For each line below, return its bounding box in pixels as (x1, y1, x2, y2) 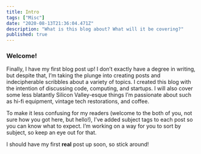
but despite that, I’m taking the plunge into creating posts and (6, 72, 161, 79)
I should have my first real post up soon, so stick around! (6, 141, 149, 148)
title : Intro (6, 9, 40, 15)
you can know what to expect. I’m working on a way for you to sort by (6, 122, 182, 130)
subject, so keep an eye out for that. (6, 129, 97, 136)
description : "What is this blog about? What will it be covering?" (6, 26, 184, 32)
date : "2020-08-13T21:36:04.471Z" (6, 20, 94, 26)
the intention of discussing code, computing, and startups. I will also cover (6, 85, 193, 92)
